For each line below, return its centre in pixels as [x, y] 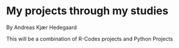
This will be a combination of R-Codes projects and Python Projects [90, 39]
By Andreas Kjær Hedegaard [42, 27]
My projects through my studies [87, 11]
